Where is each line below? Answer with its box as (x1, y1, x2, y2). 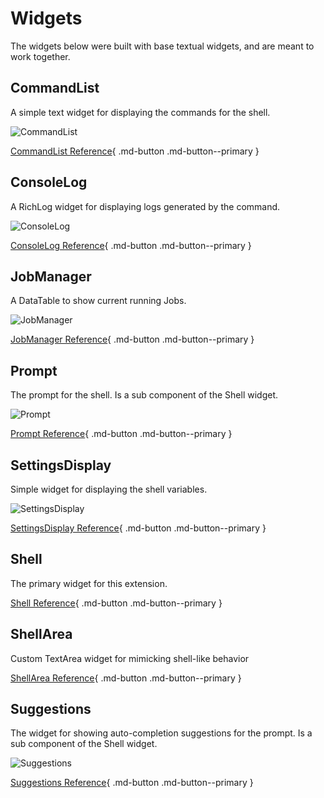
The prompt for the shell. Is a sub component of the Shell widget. (10, 389, 278, 401)
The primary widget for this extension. (10, 577, 168, 589)
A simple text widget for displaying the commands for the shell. (10, 106, 271, 118)
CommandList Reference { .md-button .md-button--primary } (10, 145, 260, 157)
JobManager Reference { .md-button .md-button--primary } (10, 333, 255, 346)
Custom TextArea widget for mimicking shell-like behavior (10, 652, 250, 664)
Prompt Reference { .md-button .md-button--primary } (10, 428, 233, 440)
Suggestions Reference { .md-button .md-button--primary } (10, 777, 254, 789)
